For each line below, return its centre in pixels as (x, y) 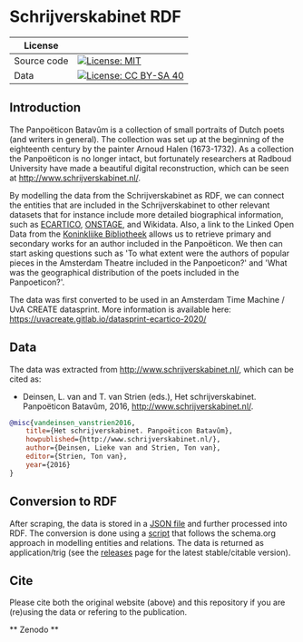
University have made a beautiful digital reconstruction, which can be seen (149, 168)
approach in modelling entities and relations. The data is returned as (137, 542)
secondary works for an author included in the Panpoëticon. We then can (146, 243)
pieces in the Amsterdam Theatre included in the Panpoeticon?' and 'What (148, 263)
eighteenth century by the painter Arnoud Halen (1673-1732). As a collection (152, 149)
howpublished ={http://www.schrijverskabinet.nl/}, (123, 440)
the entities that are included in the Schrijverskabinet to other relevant (140, 205)
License (41, 45)
